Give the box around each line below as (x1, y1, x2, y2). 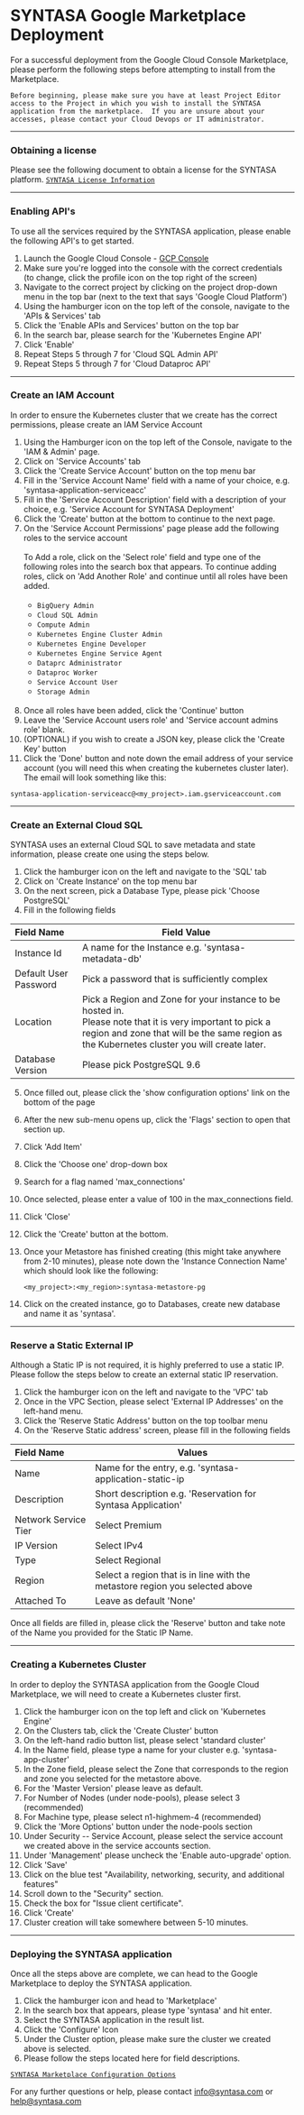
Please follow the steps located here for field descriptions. (23, 2053, 241, 2064)
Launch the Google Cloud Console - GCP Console (23, 253, 209, 263)
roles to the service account (23, 532, 128, 543)
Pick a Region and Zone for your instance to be (81, 993, 281, 1006)
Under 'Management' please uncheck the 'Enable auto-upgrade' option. (23, 1850, 291, 1861)
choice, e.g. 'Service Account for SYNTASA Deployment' (23, 503, 235, 514)
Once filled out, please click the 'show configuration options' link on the (23, 1088, 290, 1099)
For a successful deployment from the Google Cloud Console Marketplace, (10, 54, 289, 65)
